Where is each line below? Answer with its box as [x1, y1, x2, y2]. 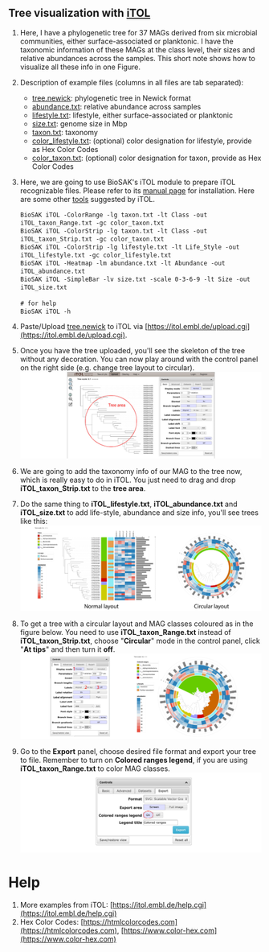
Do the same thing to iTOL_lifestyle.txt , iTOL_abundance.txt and [19, 499, 238, 509]
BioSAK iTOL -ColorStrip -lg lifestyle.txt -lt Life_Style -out [19, 243, 240, 251]
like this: [19, 517, 48, 526]
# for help [19, 299, 57, 307]
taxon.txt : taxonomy [31, 127, 99, 137]
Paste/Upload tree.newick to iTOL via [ [19, 321, 149, 331]
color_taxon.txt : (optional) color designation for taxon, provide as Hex [31, 153, 262, 163]
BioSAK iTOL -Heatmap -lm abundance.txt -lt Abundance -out [19, 259, 226, 267]
